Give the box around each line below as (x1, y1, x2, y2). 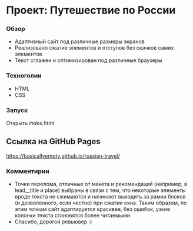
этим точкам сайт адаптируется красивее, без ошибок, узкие (14, 206, 171, 213)
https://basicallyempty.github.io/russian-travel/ (6, 152, 120, 160)
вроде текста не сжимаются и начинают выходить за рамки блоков (14, 193, 186, 200)
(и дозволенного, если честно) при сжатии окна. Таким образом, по (14, 199, 187, 207)
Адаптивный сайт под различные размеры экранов (14, 38, 145, 45)
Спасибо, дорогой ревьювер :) (14, 218, 92, 225)
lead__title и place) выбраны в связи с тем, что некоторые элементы (14, 187, 187, 194)
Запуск (6, 106, 28, 114)
